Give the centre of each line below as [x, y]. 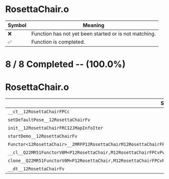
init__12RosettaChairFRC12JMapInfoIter [55, 128]
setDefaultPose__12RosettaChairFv [49, 120]
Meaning [94, 25]
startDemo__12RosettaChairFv [43, 136]
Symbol [17, 25]
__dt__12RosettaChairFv [36, 169]
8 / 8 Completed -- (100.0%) [65, 64]
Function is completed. [58, 42]
